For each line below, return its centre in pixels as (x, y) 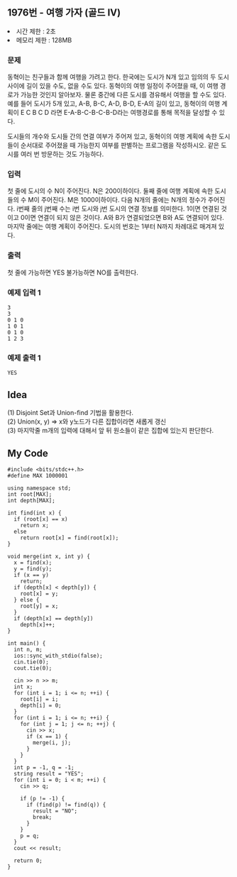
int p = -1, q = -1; (44, 767)
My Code (28, 453)
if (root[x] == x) (41, 519)
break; (43, 817)
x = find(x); (33, 563)
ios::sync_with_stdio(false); (58, 656)
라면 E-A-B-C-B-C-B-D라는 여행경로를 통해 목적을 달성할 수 (134, 113)
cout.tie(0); (33, 668)
